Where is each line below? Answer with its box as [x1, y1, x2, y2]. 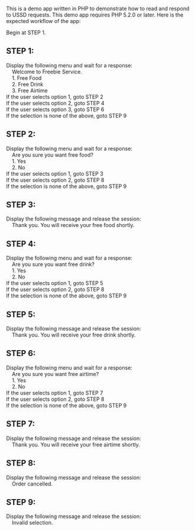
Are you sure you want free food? [11, 151, 93, 158]
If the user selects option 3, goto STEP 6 [6, 106, 105, 113]
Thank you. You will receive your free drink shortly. [11, 331, 136, 339]
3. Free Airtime [11, 87, 48, 94]
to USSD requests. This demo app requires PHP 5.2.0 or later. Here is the [6, 11, 184, 18]
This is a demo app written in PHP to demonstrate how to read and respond [6, 5, 190, 12]
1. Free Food [11, 74, 42, 82]
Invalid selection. [11, 519, 53, 526]
